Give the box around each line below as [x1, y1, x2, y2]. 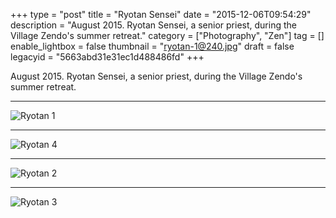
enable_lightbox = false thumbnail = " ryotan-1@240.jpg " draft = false [10, 40, 295, 52]
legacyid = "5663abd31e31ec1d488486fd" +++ [10, 51, 205, 63]
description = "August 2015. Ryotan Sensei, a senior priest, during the [10, 19, 297, 31]
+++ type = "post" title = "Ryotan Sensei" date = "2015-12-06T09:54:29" [10, 9, 312, 20]
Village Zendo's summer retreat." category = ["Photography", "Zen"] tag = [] [10, 30, 325, 41]
